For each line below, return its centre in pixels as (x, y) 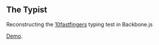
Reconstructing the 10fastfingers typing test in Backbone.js (79, 24)
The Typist (27, 10)
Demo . (14, 36)
